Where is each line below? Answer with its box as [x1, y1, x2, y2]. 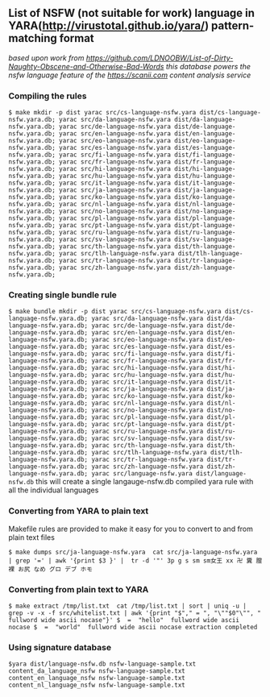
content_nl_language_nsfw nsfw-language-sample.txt [8, 681, 185, 690]
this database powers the [165, 61, 251, 71]
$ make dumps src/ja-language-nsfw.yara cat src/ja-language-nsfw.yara [8, 548, 258, 556]
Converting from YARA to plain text [8, 505, 149, 517]
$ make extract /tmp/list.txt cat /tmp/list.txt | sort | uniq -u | [8, 602, 247, 610]
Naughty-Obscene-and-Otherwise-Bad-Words [8, 61, 164, 71]
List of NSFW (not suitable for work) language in [8, 6, 255, 20]
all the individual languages [8, 485, 99, 495]
